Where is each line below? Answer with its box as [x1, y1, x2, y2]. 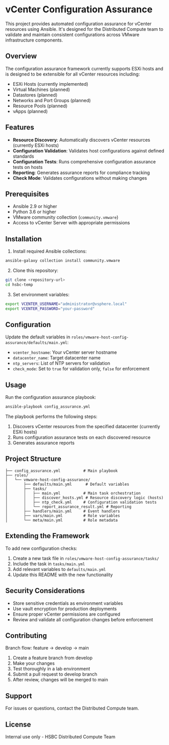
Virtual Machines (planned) [12, 86, 70, 92]
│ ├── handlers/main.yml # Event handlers [5, 508, 120, 514]
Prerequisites [5, 189, 49, 198]
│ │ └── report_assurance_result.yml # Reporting [5, 504, 132, 509]
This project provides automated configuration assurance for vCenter [5, 21, 152, 27]
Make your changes [12, 660, 55, 666]
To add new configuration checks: [5, 545, 78, 551]
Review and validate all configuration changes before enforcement [12, 616, 154, 622]
